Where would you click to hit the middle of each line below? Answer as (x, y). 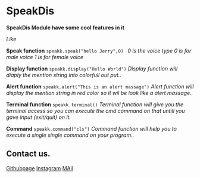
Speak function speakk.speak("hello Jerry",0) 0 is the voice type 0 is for (99, 50)
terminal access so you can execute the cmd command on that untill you (96, 111)
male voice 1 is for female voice (45, 57)
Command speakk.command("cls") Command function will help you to (92, 128)
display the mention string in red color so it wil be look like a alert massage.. (100, 93)
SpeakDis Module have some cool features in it (65, 27)
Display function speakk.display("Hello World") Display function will (92, 68)
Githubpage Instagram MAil (40, 168)
